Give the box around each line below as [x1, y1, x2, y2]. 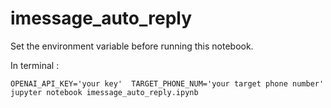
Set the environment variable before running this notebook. [10, 40, 254, 52]
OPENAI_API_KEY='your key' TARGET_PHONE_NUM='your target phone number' [10, 78, 325, 89]
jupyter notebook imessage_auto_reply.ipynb [10, 87, 199, 97]
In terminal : [10, 59, 60, 71]
